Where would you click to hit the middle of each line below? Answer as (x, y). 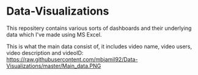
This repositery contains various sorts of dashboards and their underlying (99, 28)
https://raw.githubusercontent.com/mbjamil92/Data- (72, 59)
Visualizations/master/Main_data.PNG (54, 66)
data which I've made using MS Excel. (54, 34)
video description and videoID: (45, 52)
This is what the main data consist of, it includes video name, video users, (99, 46)
